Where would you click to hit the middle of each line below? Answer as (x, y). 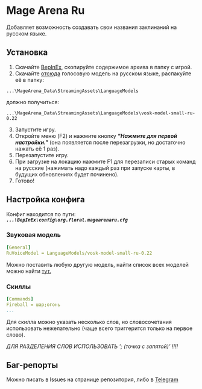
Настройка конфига (46, 200)
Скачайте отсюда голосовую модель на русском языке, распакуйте (103, 73)
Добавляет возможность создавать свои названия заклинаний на (92, 27)
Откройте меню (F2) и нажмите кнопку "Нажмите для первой (96, 135)
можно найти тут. (29, 271)
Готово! (25, 181)
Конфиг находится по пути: (41, 214)
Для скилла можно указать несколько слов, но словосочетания (89, 322)
